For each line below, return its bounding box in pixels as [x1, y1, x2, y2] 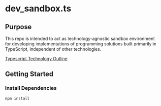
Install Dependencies [5, 85, 57, 92]
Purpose [5, 23, 32, 31]
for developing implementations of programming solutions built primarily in [5, 41, 157, 47]
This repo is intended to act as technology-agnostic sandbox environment [5, 35, 155, 41]
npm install [5, 96, 30, 101]
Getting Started [5, 70, 54, 78]
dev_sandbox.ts [5, 3, 71, 14]
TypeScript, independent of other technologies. [5, 46, 101, 52]
